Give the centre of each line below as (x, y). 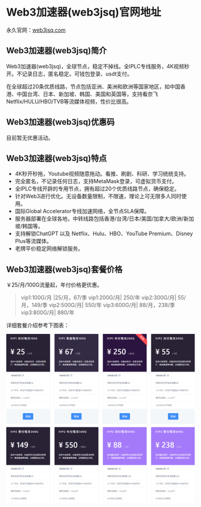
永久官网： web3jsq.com (36, 30)
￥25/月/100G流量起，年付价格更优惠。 (54, 285)
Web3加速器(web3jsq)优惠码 (60, 122)
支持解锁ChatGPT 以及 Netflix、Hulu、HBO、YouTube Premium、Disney (104, 233)
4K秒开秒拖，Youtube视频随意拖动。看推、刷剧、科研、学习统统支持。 (102, 174)
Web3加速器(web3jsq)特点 (57, 158)
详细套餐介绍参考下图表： (38, 325)
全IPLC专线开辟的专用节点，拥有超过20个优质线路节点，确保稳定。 (97, 189)
